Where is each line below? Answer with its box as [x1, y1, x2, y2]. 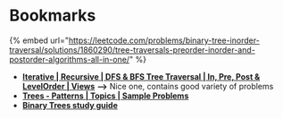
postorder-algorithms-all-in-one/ [9, 54, 130, 64]
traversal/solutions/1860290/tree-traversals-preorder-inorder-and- [9, 44, 256, 55]
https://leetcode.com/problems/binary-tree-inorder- [68, 35, 261, 46]
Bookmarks [9, 5, 96, 26]
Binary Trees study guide [21, 99, 119, 110]
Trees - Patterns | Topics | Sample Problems [21, 90, 189, 101]
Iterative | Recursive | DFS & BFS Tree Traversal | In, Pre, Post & [21, 71, 261, 81]
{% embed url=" [9, 35, 70, 46]
